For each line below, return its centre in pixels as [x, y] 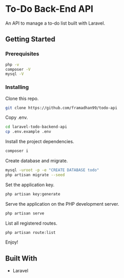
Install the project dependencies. [40, 142]
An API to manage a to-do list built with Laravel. [55, 23]
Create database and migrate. [36, 161]
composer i [17, 151]
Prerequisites [22, 54]
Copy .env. [17, 117]
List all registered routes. [31, 223]
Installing [17, 87]
